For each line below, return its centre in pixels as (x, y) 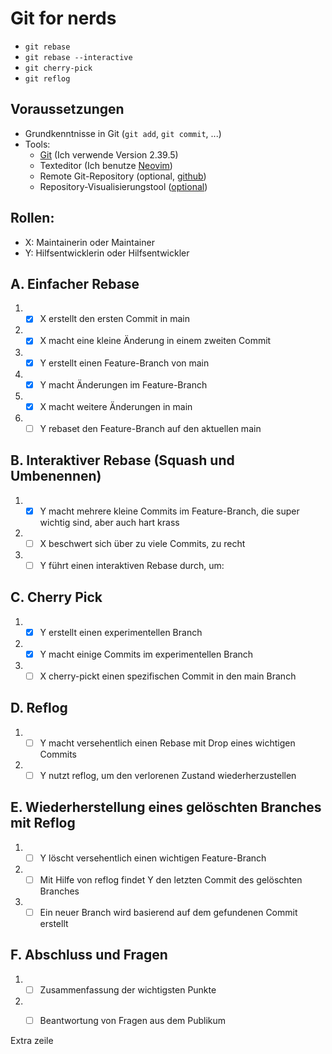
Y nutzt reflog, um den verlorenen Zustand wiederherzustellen (168, 775)
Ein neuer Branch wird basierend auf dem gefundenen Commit (168, 912)
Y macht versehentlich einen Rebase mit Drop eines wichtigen (167, 743)
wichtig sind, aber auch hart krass (109, 522)
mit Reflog (43, 823)
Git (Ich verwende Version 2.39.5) (109, 154)
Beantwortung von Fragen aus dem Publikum (133, 1020)
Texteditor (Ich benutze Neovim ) (106, 165)
